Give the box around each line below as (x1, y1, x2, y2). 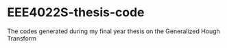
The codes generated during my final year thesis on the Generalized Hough (7, 27, 221, 35)
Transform (7, 34, 36, 42)
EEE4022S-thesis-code (7, 5, 145, 20)
